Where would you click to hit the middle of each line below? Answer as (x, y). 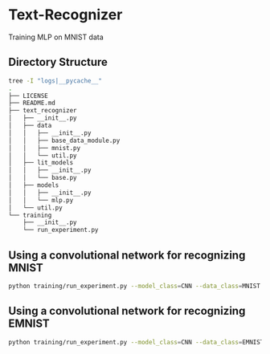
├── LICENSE (28, 96)
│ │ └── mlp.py (41, 200)
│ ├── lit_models (41, 163)
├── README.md (32, 103)
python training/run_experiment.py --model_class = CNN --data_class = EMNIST (136, 342)
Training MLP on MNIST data (56, 37)
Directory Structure (58, 62)
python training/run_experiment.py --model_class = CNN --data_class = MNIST (135, 286)
